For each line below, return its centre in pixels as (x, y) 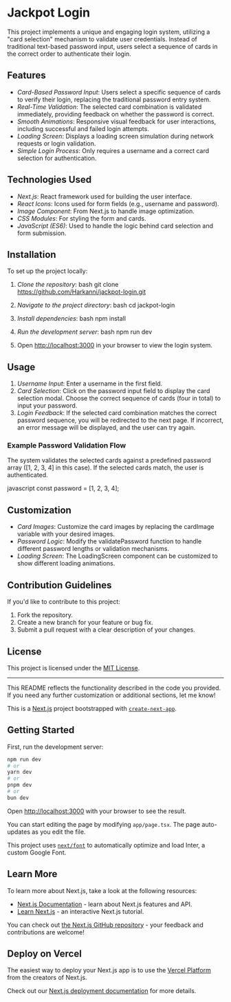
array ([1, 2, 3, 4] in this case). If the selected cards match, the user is (106, 468)
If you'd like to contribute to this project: (64, 602)
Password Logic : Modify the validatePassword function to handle (109, 541)
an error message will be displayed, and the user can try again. (106, 428)
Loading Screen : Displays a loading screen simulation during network (115, 136)
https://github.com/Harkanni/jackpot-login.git (81, 292)
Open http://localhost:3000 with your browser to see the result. (97, 811)
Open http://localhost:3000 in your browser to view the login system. (115, 345)
